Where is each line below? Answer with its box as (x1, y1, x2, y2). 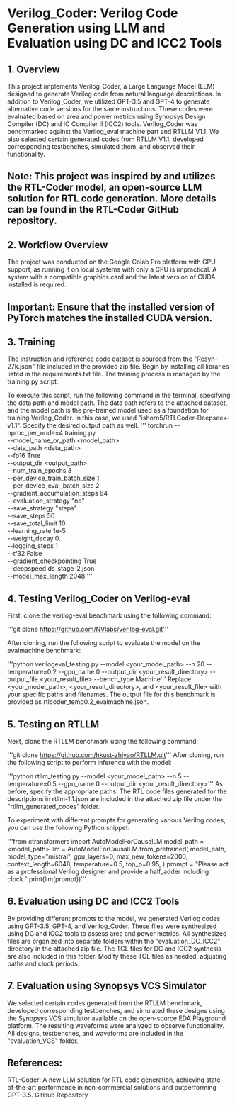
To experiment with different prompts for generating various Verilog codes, (7, 816, 226, 825)
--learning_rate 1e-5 (7, 527, 66, 535)
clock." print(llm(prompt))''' (7, 875, 87, 883)
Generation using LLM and (7, 20, 166, 36)
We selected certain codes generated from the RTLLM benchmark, (7, 998, 202, 1007)
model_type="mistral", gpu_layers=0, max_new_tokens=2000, (7, 852, 188, 861)
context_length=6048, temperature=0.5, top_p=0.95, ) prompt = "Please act (7, 860, 229, 868)
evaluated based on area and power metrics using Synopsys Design (7, 112, 206, 121)
